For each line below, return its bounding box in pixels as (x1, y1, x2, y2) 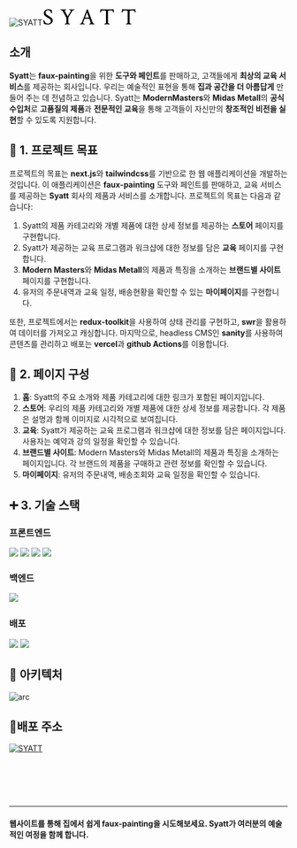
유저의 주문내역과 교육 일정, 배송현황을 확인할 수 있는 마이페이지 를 (21, 286, 249, 297)
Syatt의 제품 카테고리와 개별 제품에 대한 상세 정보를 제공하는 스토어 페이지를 (21, 220, 285, 230)
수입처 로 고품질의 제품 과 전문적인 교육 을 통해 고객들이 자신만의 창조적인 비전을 (9, 103, 278, 114)
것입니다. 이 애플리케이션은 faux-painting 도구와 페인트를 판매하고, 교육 (9, 179, 259, 189)
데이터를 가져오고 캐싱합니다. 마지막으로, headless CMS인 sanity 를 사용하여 (18, 328, 284, 338)
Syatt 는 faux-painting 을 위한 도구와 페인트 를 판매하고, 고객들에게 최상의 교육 (9, 70, 278, 81)
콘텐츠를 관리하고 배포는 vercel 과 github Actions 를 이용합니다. (9, 338, 230, 349)
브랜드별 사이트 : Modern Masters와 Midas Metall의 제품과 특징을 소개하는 (21, 447, 280, 458)
